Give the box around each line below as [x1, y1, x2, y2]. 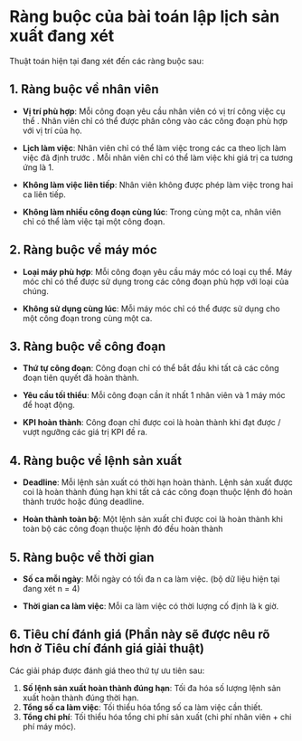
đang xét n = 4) [22, 584, 80, 594]
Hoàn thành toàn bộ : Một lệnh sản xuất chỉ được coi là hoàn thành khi [22, 514, 283, 525]
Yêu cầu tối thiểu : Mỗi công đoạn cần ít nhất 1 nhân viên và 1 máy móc [22, 390, 287, 401]
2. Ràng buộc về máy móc [9, 242, 157, 258]
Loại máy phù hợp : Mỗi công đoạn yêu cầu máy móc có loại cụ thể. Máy [22, 266, 292, 277]
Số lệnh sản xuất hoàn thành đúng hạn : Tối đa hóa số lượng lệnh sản [22, 682, 282, 693]
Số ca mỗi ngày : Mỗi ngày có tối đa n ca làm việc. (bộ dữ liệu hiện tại [22, 574, 280, 584]
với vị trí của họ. [22, 125, 83, 136]
